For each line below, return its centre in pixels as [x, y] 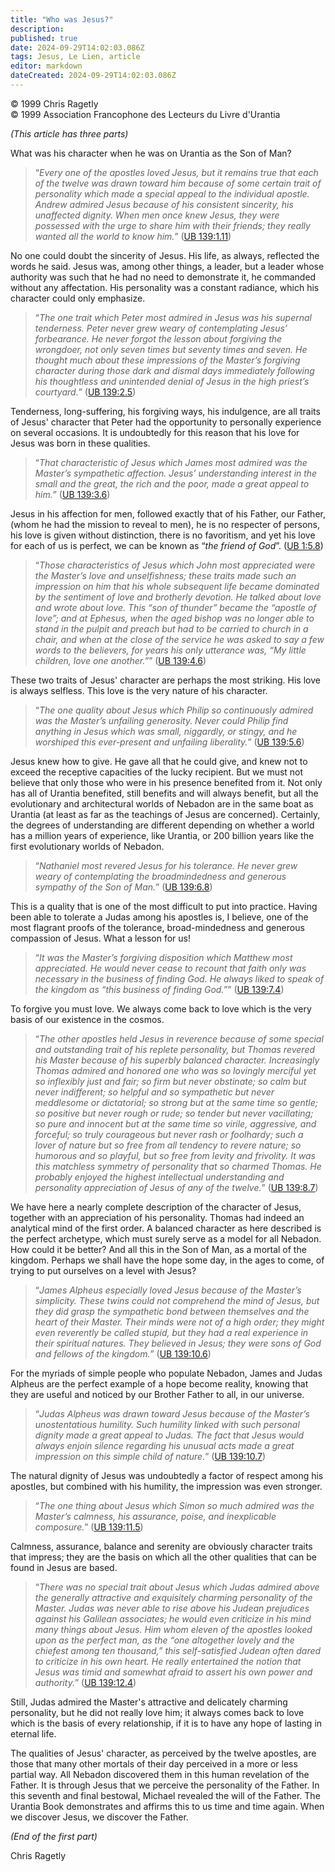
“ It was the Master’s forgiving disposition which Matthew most [163, 957]
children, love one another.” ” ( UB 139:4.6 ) [120, 660]
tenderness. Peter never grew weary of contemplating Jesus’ [161, 328]
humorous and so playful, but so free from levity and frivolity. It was [175, 1155]
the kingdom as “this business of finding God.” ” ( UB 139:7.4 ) [159, 989]
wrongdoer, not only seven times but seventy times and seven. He [171, 349]
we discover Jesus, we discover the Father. [99, 1817]
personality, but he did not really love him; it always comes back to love [157, 1712]
